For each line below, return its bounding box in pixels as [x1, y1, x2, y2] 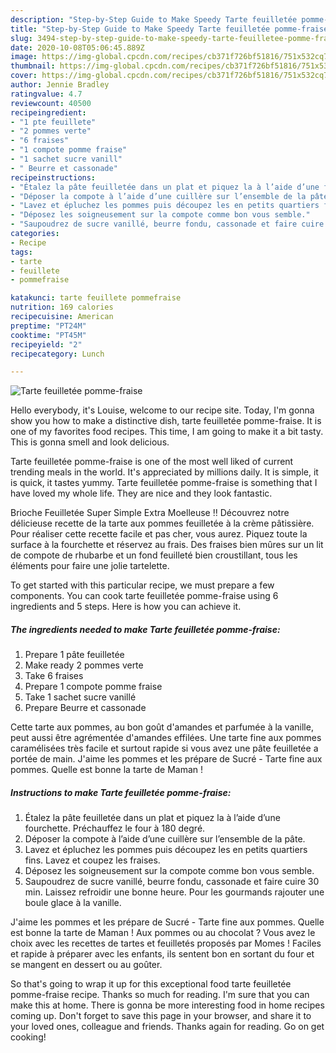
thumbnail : [10, 61, 56, 71]
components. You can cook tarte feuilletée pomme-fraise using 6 [10, 590, 279, 602]
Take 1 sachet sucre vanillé [24, 691, 137, 703]
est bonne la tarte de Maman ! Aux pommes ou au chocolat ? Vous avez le [10, 927, 316, 939]
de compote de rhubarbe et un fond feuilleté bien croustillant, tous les [10, 549, 298, 561]
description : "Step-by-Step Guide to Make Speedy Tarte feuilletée [10, 14, 298, 25]
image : [10, 52, 38, 62]
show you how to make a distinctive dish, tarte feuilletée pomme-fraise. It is [10, 415, 322, 427]
